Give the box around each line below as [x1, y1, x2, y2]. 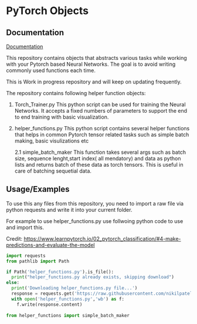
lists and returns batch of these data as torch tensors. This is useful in [14, 161, 184, 168]
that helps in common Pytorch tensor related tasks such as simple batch [14, 131, 189, 138]
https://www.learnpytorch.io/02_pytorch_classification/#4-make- [23, 235, 181, 242]
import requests [6, 252, 46, 259]
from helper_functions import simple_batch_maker [6, 312, 130, 318]
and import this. [6, 224, 44, 231]
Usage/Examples [6, 184, 70, 194]
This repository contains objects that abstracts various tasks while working [6, 55, 188, 61]
